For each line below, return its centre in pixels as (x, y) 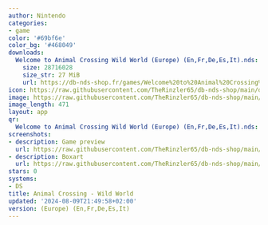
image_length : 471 (39, 105)
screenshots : (30, 134)
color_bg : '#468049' (43, 45)
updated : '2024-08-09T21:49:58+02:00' (73, 201)
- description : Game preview (57, 142)
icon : (17, 90)
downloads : (26, 53)
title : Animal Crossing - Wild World (71, 193)
